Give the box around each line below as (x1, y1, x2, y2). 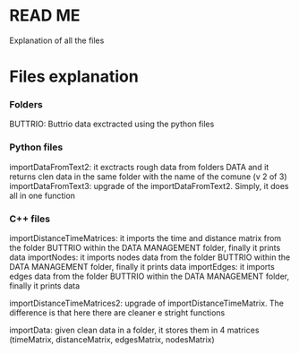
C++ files (9, 212, 51, 225)
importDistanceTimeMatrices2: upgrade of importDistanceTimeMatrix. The (9, 298, 285, 309)
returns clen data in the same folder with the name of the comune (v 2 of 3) (9, 171, 287, 182)
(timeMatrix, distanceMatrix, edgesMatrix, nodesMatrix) (9, 334, 215, 345)
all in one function (9, 190, 76, 201)
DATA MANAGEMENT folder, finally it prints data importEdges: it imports (9, 262, 275, 272)
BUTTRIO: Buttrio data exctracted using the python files (9, 118, 215, 130)
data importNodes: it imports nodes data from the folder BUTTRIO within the (9, 252, 291, 263)
